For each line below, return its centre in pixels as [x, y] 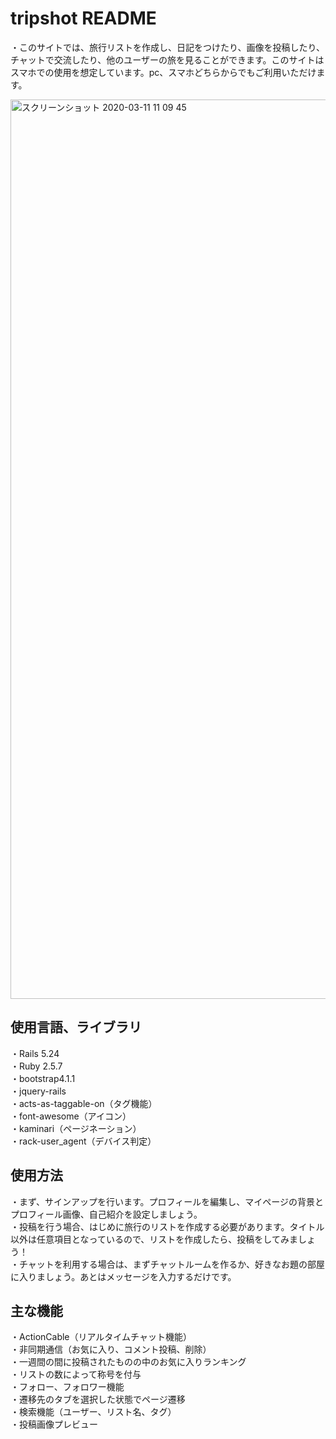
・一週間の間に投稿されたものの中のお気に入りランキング [128, 1362]
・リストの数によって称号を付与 [76, 1374]
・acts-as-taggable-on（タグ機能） [84, 1103]
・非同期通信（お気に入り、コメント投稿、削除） [111, 1349]
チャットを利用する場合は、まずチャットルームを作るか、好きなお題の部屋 [172, 1264]
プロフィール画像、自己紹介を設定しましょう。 [106, 1214]
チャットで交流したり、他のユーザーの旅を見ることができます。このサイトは [167, 59]
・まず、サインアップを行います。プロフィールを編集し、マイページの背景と [167, 1201]
